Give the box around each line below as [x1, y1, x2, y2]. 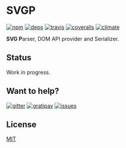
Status [6, 52, 32, 63]
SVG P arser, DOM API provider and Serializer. [6, 35, 119, 42]
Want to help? [6, 86, 60, 96]
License [6, 119, 37, 129]
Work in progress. [6, 69, 51, 76]
